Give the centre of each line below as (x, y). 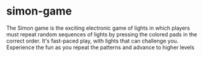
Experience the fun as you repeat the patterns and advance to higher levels (101, 47)
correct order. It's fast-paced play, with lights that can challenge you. (92, 41)
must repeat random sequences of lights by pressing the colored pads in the (102, 34)
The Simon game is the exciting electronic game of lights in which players (98, 28)
